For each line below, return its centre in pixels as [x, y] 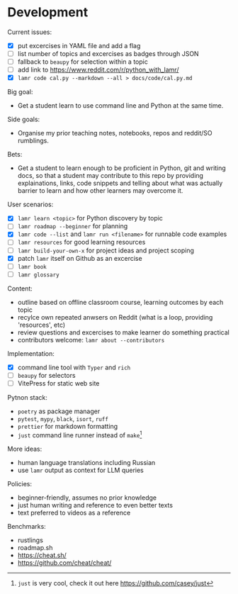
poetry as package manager [59, 411]
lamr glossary [38, 275]
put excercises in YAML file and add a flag [79, 45]
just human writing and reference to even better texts [95, 505]
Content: [20, 288]
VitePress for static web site [58, 383]
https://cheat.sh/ [42, 555]
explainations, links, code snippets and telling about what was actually [120, 183]
